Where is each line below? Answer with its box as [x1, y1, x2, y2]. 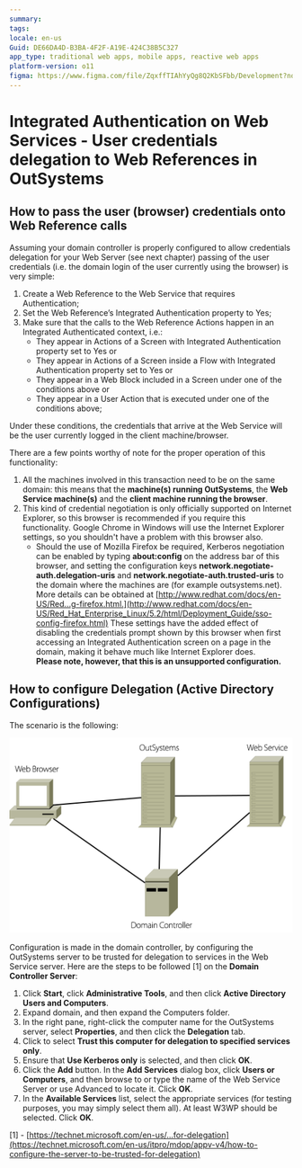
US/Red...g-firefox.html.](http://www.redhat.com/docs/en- [35, 598, 253, 609]
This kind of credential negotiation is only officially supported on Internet [22, 503, 292, 513]
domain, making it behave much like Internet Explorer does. [35, 646, 256, 656]
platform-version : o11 [9, 62, 94, 71]
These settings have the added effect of [110, 617, 259, 629]
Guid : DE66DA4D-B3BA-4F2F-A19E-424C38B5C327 [9, 43, 179, 52]
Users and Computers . [22, 998, 110, 1009]
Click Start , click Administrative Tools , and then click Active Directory [22, 988, 286, 999]
